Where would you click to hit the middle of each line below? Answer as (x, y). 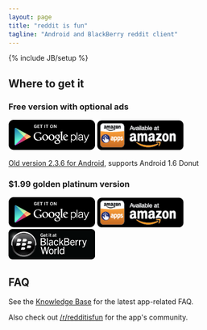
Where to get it (46, 84)
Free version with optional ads (68, 107)
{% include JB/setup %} (48, 58)
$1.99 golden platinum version (69, 184)
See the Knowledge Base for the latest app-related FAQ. (101, 302)
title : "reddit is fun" (48, 25)
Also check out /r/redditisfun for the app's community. (98, 317)
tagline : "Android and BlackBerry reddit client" (93, 34)
